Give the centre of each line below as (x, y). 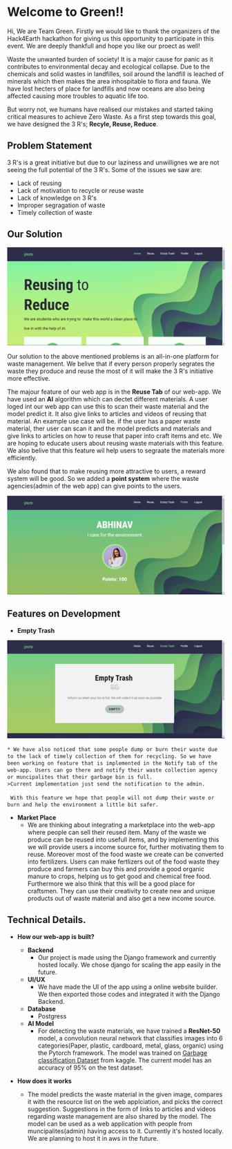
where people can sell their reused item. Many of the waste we (117, 833)
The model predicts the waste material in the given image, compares (125, 1094)
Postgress (52, 1016)
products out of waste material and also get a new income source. (122, 898)
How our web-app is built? (56, 936)
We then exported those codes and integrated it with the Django (129, 994)
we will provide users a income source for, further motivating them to (126, 847)
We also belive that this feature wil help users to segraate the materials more (116, 450)
